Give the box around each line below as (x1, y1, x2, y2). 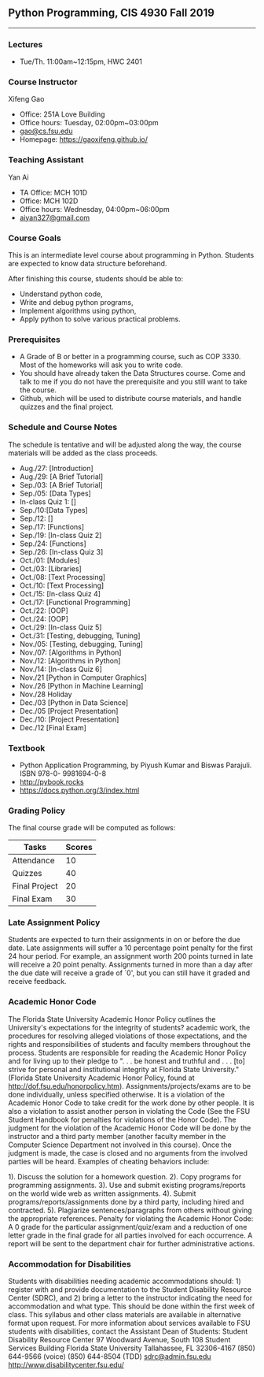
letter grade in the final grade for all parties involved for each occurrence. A (8, 1230, 253, 1240)
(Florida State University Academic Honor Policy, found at (8, 1073, 195, 1082)
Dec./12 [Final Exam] (19, 722, 86, 732)
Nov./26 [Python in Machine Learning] (19, 681, 144, 690)
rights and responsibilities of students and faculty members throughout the (8, 1039, 251, 1049)
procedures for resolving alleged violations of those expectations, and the (8, 1031, 247, 1041)
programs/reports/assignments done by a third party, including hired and (8, 1197, 244, 1206)
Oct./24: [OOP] (19, 614, 69, 623)
